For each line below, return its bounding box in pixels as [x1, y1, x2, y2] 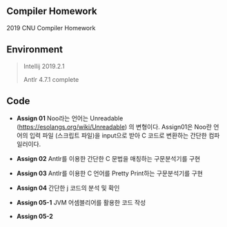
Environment [6, 44, 63, 56]
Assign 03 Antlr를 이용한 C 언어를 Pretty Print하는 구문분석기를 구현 [16, 169, 203, 177]
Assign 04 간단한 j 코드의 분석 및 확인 [16, 184, 120, 192]
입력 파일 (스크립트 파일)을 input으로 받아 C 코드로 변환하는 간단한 [29, 131, 208, 140]
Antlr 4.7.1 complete [23, 75, 79, 83]
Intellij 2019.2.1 [23, 62, 65, 70]
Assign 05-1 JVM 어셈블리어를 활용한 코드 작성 [16, 199, 146, 207]
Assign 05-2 [16, 213, 53, 221]
